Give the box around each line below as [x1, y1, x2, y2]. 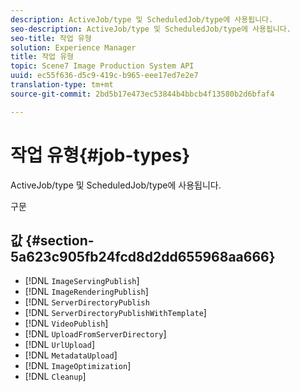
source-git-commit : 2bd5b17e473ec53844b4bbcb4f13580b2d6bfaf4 [10, 89, 275, 99]
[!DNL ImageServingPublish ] [24, 275, 140, 287]
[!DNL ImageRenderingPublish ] [24, 286, 149, 298]
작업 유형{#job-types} [10, 144, 191, 166]
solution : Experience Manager [10, 42, 137, 53]
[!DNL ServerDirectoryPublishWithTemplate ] [24, 307, 207, 319]
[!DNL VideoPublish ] [24, 317, 109, 330]
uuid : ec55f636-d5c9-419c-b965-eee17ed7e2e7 [10, 71, 199, 81]
